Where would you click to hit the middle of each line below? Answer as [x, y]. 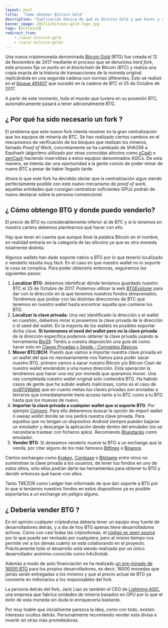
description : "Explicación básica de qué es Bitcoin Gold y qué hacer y [82, 19]
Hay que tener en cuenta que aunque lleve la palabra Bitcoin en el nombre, [82, 237]
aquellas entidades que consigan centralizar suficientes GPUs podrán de [80, 189]
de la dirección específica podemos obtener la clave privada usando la [85, 337]
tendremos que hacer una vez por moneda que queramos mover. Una [84, 374]
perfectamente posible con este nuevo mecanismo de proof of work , [76, 184]
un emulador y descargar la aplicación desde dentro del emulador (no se [87, 427]
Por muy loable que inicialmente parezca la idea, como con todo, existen [80, 609]
